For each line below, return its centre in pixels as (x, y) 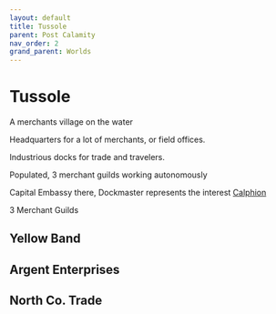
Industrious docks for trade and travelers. (87, 157)
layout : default (40, 18)
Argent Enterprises (65, 269)
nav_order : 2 (34, 43)
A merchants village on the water (72, 122)
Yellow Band (45, 239)
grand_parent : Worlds (51, 52)
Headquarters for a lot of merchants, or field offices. (107, 140)
